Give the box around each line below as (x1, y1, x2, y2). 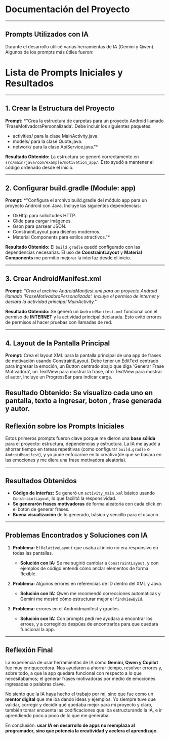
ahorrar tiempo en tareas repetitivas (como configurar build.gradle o (5, 446, 150, 452)
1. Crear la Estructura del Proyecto (5, 104, 115, 113)
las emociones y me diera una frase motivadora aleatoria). (5, 457, 126, 463)
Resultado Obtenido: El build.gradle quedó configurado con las (5, 244, 141, 250)
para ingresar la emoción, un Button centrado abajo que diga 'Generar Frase (5, 363, 164, 369)
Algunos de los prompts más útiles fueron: (5, 49, 94, 55)
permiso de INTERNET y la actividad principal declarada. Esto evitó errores (5, 314, 162, 320)
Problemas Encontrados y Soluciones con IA (5, 531, 148, 540)
